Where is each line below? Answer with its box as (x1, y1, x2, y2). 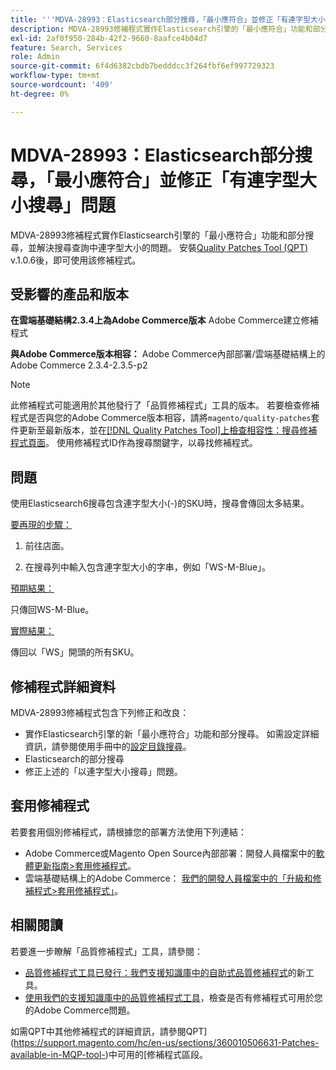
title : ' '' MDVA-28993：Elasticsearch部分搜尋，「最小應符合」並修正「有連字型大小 (10, 14, 326, 25)
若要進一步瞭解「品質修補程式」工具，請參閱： (10, 945, 203, 957)
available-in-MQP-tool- (10, 1048, 106, 1060)
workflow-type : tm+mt (10, 71, 101, 81)
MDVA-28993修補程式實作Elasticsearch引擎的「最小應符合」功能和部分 (10, 229, 306, 241)
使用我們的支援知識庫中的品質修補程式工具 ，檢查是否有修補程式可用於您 (24, 991, 323, 1003)
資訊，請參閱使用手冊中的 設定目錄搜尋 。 (24, 741, 192, 752)
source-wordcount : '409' (10, 80, 114, 90)
